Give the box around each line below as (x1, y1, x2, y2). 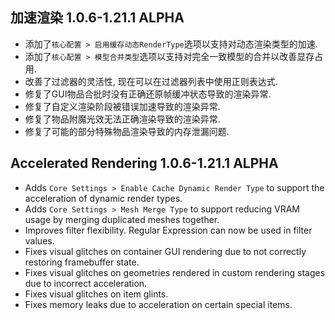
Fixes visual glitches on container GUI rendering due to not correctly (24, 245, 307, 257)
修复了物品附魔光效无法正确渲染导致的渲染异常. (24, 113, 221, 125)
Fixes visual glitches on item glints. (24, 288, 169, 300)
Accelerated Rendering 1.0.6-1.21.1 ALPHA (10, 155, 279, 172)
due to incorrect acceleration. (24, 277, 148, 289)
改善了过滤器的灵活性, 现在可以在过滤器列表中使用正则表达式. (24, 75, 278, 87)
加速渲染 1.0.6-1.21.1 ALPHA (10, 9, 185, 27)
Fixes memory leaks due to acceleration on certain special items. (24, 298, 293, 310)
